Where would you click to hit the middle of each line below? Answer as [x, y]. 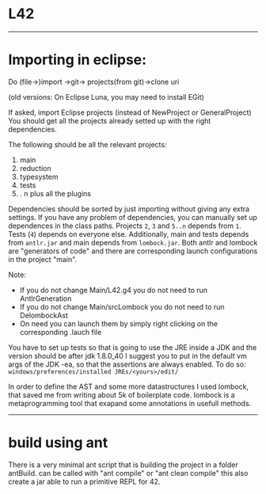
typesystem [39, 177]
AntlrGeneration [46, 298]
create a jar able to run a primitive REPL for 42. [84, 481]
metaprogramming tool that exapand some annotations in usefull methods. [130, 403]
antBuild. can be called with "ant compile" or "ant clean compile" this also [128, 473]
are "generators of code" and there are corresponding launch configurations [133, 251]
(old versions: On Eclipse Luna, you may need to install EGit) [106, 97]
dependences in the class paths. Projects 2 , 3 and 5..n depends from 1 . [125, 226]
